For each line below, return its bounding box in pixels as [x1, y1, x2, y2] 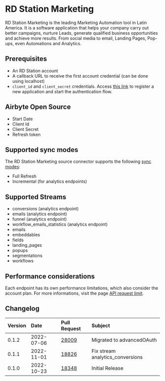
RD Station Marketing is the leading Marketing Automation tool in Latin [5, 20, 147, 25]
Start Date [12, 116, 33, 122]
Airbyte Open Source [5, 103, 71, 111]
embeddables [12, 232, 40, 238]
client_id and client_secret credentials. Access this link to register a [12, 83, 154, 89]
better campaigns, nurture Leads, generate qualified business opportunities [5, 30, 158, 36]
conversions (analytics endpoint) [12, 206, 79, 212]
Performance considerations [5, 272, 95, 280]
